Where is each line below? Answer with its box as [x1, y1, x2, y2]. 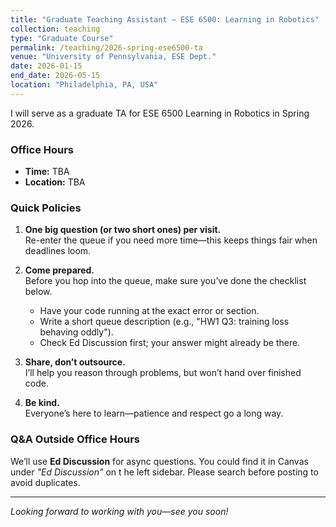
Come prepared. [24, 264, 95, 276]
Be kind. [24, 397, 60, 409]
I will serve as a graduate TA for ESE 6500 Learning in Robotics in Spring [10, 107, 310, 119]
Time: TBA [24, 166, 70, 178]
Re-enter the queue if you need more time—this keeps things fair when [24, 234, 318, 246]
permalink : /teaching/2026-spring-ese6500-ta [10, 42, 203, 53]
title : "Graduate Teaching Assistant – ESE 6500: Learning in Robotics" [10, 14, 320, 25]
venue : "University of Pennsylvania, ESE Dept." [10, 52, 217, 62]
